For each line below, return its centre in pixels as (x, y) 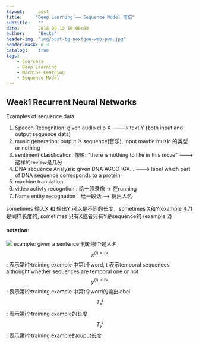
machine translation (39, 181)
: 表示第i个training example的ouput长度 (54, 335)
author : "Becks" (32, 34)
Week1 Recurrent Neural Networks (72, 102)
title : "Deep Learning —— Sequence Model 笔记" (70, 17)
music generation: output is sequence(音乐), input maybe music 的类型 (101, 141)
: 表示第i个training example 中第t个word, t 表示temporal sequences (88, 264)
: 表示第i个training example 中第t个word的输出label (68, 292)
